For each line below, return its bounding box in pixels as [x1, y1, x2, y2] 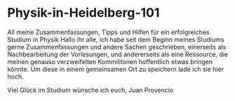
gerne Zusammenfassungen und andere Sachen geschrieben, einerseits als [7, 42, 227, 51]
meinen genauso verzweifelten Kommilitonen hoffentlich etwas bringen [7, 57, 213, 65]
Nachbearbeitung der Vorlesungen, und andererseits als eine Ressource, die [7, 50, 229, 59]
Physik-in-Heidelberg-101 [7, 5, 160, 21]
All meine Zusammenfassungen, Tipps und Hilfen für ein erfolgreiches [7, 28, 210, 36]
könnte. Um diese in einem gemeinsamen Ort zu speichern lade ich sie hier [7, 65, 224, 73]
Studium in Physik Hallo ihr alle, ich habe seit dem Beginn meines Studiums [7, 35, 224, 43]
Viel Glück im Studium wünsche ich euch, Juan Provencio [7, 86, 174, 94]
